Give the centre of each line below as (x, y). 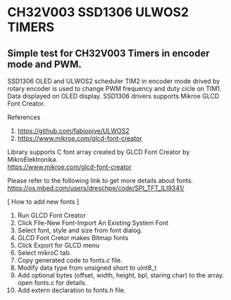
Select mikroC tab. (44, 253)
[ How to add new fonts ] (43, 202)
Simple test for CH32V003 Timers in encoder (108, 53)
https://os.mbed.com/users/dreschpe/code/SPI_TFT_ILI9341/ (96, 188)
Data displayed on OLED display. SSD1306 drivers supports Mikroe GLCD (113, 96)
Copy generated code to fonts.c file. (70, 260)
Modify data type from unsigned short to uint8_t (87, 268)
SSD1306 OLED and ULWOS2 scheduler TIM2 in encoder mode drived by (114, 81)
